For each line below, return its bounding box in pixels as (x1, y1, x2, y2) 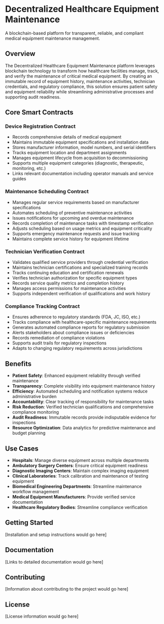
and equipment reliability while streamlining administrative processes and (5, 88, 154, 94)
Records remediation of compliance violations (12, 335, 105, 341)
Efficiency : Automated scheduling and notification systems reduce (12, 388, 148, 394)
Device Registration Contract (5, 123, 76, 130)
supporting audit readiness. (5, 94, 61, 100)
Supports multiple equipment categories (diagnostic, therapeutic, (12, 160, 144, 166)
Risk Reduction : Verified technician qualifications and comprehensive (12, 404, 154, 410)
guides (12, 176, 27, 182)
